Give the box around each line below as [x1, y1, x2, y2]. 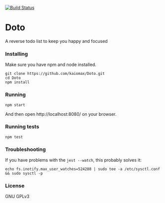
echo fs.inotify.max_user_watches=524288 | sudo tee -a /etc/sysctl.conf [5, 167, 161, 172]
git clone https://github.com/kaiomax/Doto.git [5, 71, 105, 76]
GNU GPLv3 [5, 194, 30, 200]
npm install [5, 80, 30, 85]
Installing [5, 50, 28, 57]
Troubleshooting [5, 146, 46, 153]
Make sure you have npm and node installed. [5, 62, 96, 68]
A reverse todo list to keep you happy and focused [5, 38, 108, 44]
